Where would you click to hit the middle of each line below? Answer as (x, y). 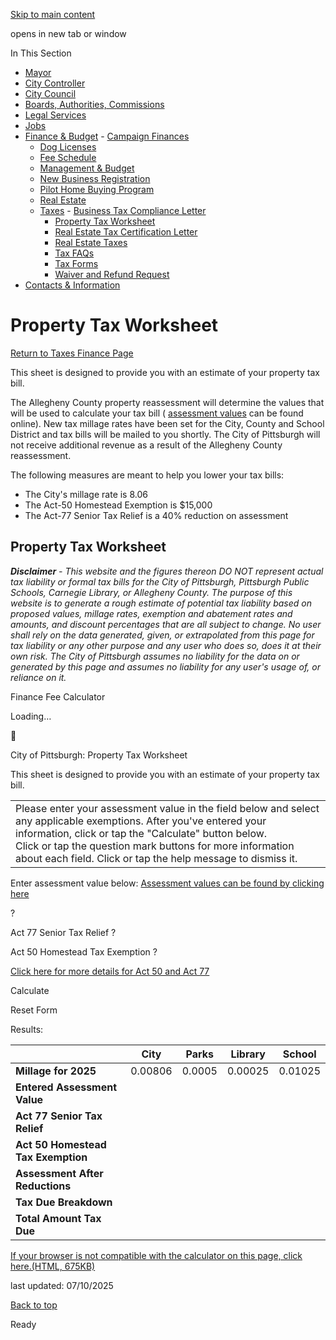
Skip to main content (53, 14)
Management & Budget (87, 168)
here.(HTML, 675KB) (53, 1266)
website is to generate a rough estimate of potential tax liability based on (161, 603)
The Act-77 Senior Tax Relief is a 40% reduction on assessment (156, 515)
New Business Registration (95, 178)
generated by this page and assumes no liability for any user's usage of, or (165, 666)
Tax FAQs (74, 253)
